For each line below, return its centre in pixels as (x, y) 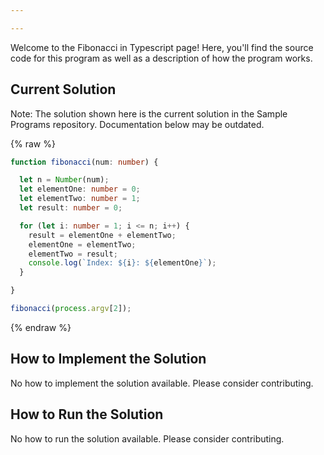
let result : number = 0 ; (71, 208)
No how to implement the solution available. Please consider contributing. (162, 383)
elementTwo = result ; (73, 254)
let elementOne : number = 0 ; (80, 189)
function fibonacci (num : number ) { (84, 162)
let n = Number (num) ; (64, 180)
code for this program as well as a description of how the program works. (161, 58)
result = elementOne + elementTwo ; (102, 235)
